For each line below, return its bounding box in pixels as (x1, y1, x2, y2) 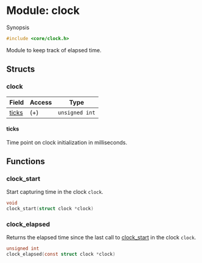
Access (29, 98, 52, 106)
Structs (6, 64, 35, 75)
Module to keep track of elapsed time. (6, 46, 102, 53)
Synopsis (6, 24, 30, 31)
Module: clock (6, 4, 80, 18)
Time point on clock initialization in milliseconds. (6, 138, 128, 146)
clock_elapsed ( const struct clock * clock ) (6, 251, 116, 258)
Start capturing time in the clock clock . (6, 188, 103, 196)
